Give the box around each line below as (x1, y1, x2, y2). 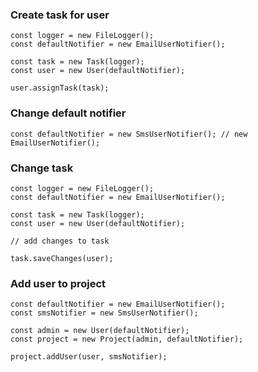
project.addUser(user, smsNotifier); (10, 352, 168, 362)
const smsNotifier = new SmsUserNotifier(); (10, 308, 199, 318)
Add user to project (10, 276, 107, 290)
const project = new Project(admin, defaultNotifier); (10, 334, 244, 345)
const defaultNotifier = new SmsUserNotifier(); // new (10, 129, 248, 139)
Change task (10, 161, 74, 175)
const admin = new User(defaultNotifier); (10, 326, 190, 336)
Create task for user (10, 8, 110, 22)
